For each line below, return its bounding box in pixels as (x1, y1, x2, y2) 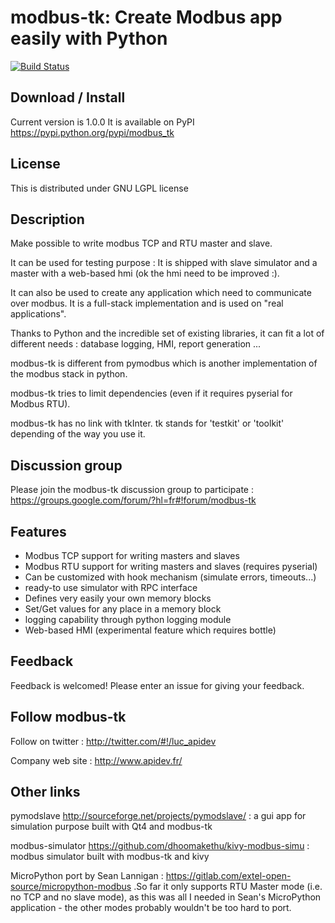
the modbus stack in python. (10, 368, 128, 380)
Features (10, 523, 67, 540)
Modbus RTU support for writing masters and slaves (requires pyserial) (24, 561, 318, 572)
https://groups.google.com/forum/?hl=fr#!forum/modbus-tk (10, 494, 257, 506)
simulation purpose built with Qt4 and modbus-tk (10, 821, 213, 833)
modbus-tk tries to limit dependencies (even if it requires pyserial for (10, 387, 293, 400)
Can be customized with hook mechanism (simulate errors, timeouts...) (24, 571, 317, 583)
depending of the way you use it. (10, 428, 146, 440)
